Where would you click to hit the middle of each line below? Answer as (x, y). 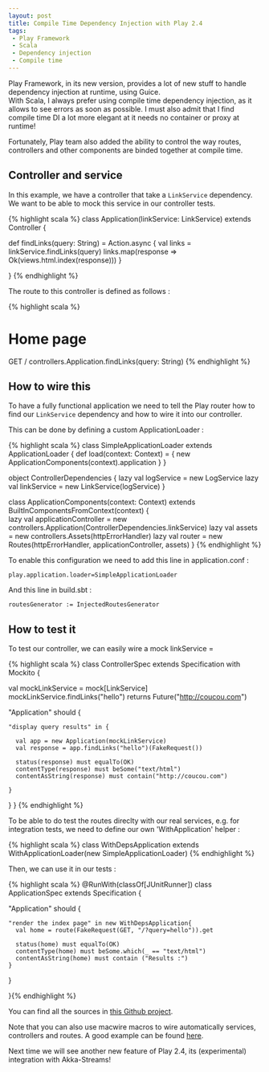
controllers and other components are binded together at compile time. (126, 150)
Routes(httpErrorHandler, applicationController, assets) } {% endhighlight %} (135, 545)
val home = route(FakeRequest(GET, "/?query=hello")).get (115, 931)
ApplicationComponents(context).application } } (88, 463)
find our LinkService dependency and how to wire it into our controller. (125, 414)
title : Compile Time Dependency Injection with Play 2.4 (106, 23)
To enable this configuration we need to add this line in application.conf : (128, 560)
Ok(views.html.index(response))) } (65, 260)
